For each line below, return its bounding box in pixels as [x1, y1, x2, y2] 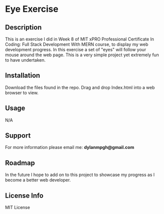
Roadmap [5, 159, 35, 167]
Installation [5, 71, 40, 80]
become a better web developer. [5, 177, 71, 183]
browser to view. [5, 90, 39, 96]
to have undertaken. [5, 57, 46, 63]
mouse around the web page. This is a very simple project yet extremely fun [5, 52, 159, 58]
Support [5, 132, 31, 140]
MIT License [5, 205, 30, 211]
